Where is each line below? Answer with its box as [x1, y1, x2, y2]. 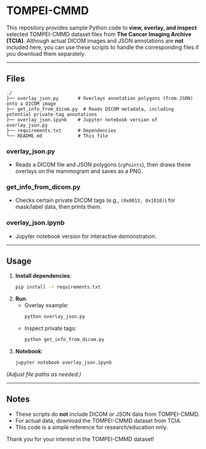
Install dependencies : [15, 272, 72, 280]
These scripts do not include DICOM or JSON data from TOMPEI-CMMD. [15, 410, 200, 418]
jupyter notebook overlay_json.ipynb [15, 359, 112, 366]
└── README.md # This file [6, 132, 109, 139]
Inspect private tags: [24, 324, 77, 332]
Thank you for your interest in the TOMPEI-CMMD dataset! [6, 435, 154, 442]
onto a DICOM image [6, 101, 56, 107]
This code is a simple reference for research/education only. [15, 423, 168, 431]
